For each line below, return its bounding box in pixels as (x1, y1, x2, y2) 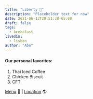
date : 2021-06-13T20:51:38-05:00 (5, 16, 72, 21)
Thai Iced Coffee (12, 69, 46, 74)
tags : (5, 25, 16, 30)
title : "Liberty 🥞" (5, 7, 44, 12)
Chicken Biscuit (12, 73, 43, 80)
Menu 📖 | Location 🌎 (5, 88, 47, 94)
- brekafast (9, 29, 34, 34)
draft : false (5, 20, 31, 26)
